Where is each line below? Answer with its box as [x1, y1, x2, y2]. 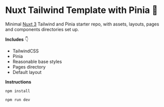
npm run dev [5, 97, 30, 102]
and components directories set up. [5, 26, 79, 32]
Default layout [12, 69, 42, 75]
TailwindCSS [12, 47, 39, 54]
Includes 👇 [5, 36, 29, 42]
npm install [5, 88, 30, 93]
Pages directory [12, 63, 46, 69]
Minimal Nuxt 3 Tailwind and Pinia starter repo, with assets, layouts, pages [5, 21, 159, 27]
